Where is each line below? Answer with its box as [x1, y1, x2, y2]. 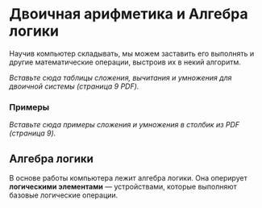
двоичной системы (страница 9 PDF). [9, 81, 139, 91]
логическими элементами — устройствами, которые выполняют [9, 182, 237, 192]
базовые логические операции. [9, 190, 119, 200]
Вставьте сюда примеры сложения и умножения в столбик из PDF [9, 120, 240, 130]
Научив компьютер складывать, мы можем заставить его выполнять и [9, 48, 255, 58]
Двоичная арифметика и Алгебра [9, 5, 248, 23]
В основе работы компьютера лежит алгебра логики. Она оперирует [9, 173, 248, 183]
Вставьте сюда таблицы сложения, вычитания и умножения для [9, 73, 232, 82]
